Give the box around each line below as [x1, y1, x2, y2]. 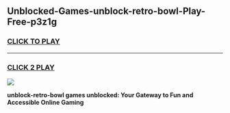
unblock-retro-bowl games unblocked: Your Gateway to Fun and [7, 90, 194, 99]
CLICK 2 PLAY [7, 62, 55, 72]
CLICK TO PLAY [7, 37, 60, 47]
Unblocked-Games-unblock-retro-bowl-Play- [7, 5, 206, 17]
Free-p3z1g [7, 16, 57, 28]
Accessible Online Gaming [7, 98, 84, 106]
